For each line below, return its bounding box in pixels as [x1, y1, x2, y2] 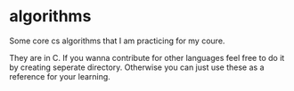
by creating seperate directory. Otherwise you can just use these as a [9, 62, 265, 72]
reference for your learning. [9, 71, 111, 81]
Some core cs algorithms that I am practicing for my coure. [9, 35, 225, 46]
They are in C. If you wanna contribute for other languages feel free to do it [9, 52, 285, 63]
